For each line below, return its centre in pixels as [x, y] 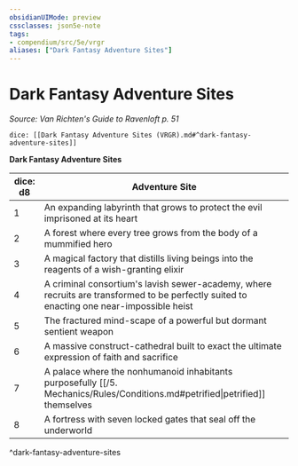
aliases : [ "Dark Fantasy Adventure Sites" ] [91, 51]
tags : [19, 34]
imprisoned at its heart [91, 218]
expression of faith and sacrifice [111, 358]
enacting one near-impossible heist [118, 306]
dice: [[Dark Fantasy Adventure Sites [81, 135]
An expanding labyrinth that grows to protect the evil [153, 208]
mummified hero [78, 244]
